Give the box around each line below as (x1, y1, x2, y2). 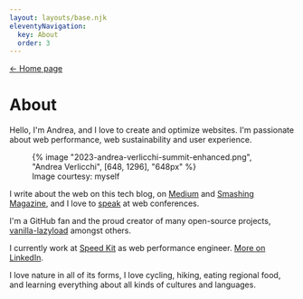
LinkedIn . (9, 252, 43, 263)
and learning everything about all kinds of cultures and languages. (9, 279, 256, 290)
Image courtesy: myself (32, 171, 120, 182)
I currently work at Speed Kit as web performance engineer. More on (9, 243, 266, 254)
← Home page (9, 63, 63, 74)
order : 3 (17, 38, 51, 48)
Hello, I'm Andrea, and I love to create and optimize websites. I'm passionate (9, 125, 295, 135)
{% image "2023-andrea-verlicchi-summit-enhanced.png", (32, 152, 252, 163)
